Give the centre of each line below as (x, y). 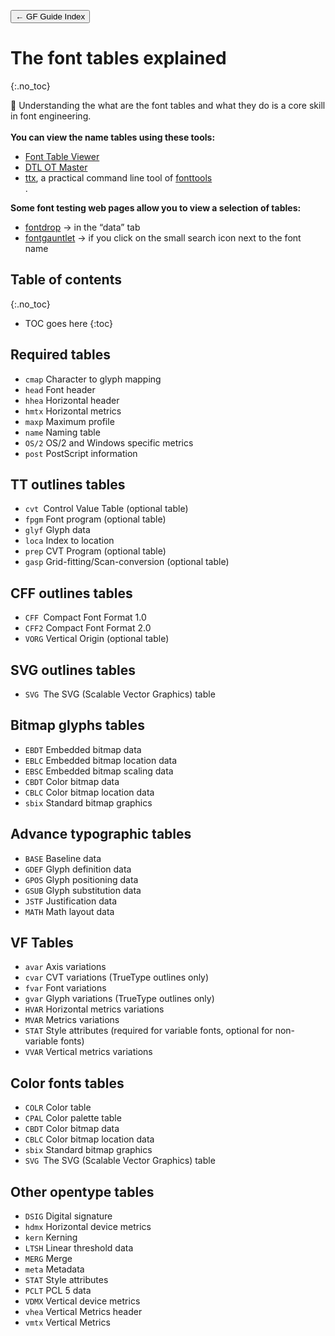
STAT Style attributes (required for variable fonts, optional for (148, 1031)
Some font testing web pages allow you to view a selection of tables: (156, 207)
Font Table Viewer (62, 156)
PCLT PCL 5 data (58, 1291)
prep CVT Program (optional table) (95, 551)
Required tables (60, 355)
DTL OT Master (56, 167)
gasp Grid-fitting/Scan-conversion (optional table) (127, 562)
